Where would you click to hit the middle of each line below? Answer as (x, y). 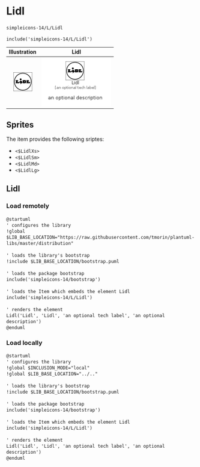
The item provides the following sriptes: (55, 139)
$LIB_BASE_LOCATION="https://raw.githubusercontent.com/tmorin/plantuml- (101, 237)
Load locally (24, 342)
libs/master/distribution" (40, 243)
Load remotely (28, 206)
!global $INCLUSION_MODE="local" (48, 368)
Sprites (20, 125)
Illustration (23, 52)
